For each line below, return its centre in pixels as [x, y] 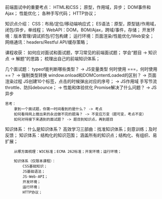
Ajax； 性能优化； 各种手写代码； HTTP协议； [51, 13]
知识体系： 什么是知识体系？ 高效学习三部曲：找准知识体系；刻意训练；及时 [81, 129]
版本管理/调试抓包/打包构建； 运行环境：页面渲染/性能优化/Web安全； [84, 36]
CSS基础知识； [35, 166]
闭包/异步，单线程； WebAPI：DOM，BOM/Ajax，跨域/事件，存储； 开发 [78, 30]
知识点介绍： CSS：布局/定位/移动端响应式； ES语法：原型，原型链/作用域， [82, 24]
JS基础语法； [34, 172]
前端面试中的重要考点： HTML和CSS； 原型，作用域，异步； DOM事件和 [78, 7]
